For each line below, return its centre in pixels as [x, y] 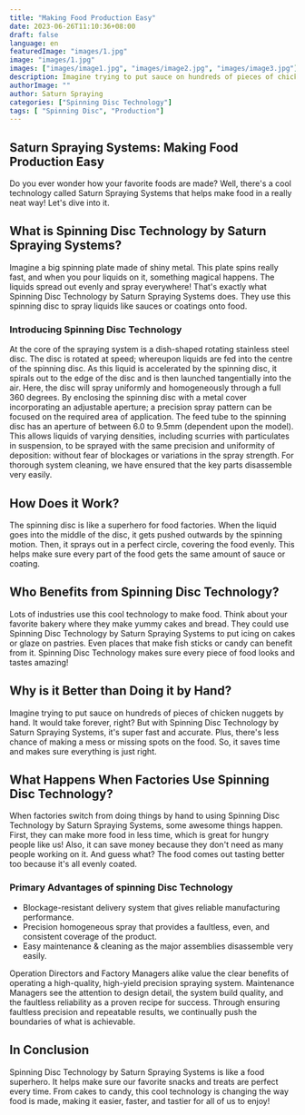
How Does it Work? [64, 503]
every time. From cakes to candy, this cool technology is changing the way [149, 1091]
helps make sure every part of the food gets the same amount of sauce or [148, 554]
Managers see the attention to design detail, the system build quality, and [147, 992]
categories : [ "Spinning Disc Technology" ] [91, 102]
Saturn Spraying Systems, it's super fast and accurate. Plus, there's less [144, 732]
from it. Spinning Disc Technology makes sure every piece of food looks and [152, 652]
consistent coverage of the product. [89, 936]
